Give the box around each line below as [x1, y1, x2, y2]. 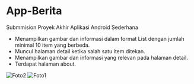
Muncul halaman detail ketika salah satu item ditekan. [14, 47, 145, 54]
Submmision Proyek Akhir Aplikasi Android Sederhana [6, 24, 138, 31]
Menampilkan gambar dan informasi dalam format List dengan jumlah [14, 35, 185, 42]
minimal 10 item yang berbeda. [14, 41, 90, 49]
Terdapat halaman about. [14, 60, 76, 67]
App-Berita [6, 4, 62, 18]
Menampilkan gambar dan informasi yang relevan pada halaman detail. [14, 54, 188, 61]
